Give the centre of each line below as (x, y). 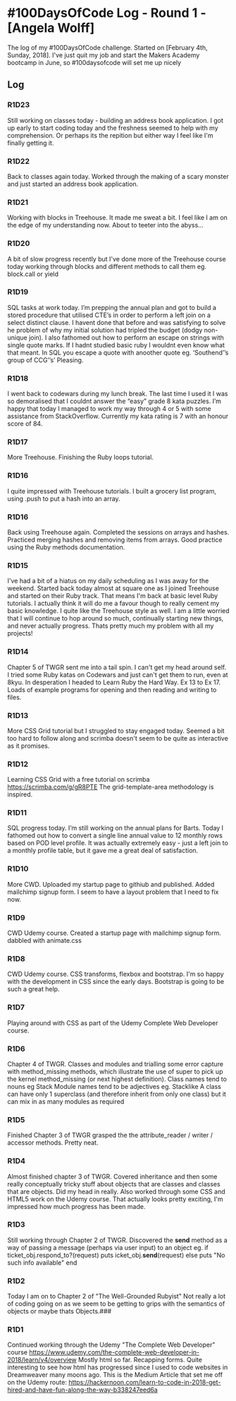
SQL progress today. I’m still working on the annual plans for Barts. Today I (116, 828)
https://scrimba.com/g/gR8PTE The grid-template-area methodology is (111, 787)
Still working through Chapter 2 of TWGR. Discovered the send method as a (117, 1240)
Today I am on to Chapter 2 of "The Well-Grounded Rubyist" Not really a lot (117, 1296)
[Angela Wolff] (51, 28)
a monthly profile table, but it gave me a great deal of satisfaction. (103, 851)
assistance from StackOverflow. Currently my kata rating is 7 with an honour (118, 416)
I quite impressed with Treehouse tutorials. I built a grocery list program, (112, 491)
